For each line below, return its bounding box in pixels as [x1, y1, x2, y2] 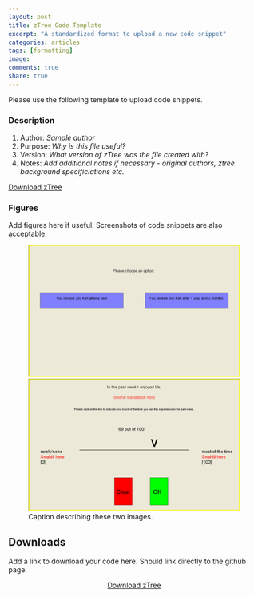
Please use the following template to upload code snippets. [8, 94, 203, 104]
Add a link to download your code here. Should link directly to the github [8, 556, 246, 567]
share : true [8, 72, 48, 80]
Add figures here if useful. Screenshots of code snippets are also [8, 221, 223, 230]
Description [8, 114, 55, 125]
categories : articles [8, 38, 81, 46]
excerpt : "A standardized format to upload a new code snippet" [8, 30, 227, 38]
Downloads [8, 535, 66, 549]
